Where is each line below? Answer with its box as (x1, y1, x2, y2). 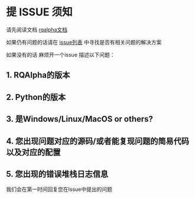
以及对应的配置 (6, 147, 61, 157)
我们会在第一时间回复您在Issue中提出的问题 (6, 186, 112, 193)
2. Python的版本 (6, 92, 66, 102)
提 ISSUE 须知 (6, 5, 73, 19)
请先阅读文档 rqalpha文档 (6, 26, 68, 33)
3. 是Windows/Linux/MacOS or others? (6, 114, 154, 124)
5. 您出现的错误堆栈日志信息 (6, 169, 108, 179)
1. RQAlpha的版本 (6, 70, 70, 80)
